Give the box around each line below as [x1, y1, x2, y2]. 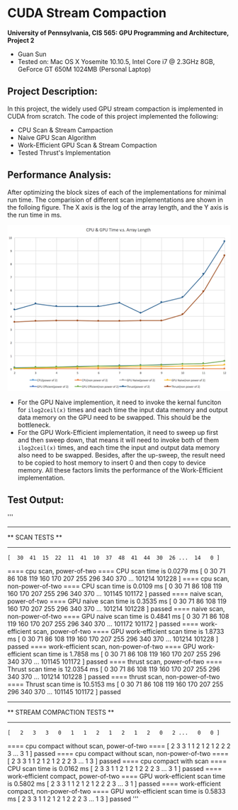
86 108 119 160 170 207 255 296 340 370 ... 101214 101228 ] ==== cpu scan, [7, 574, 230, 583]
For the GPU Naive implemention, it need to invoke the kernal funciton [17, 398, 222, 406]
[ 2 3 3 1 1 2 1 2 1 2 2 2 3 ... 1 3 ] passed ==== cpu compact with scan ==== [7, 757, 227, 765]
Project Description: [7, 85, 98, 97]
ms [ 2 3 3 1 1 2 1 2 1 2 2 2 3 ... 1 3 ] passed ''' [7, 794, 139, 804]
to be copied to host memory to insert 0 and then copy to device [17, 458, 206, 467]
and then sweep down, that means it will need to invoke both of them [17, 436, 220, 444]
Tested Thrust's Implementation [17, 148, 111, 157]
